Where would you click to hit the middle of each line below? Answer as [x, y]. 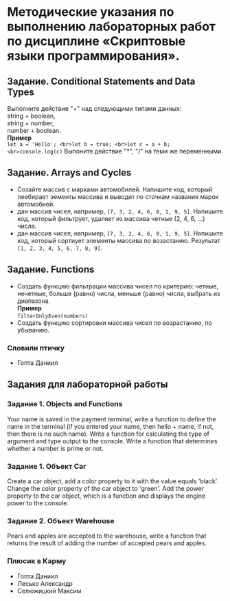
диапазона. [34, 301]
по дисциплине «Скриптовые [96, 41]
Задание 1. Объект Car [47, 466]
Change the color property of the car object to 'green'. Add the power [106, 488]
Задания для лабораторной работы [88, 384]
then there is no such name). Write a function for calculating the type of [108, 434]
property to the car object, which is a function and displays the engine [106, 496]
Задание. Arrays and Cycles [69, 173]
